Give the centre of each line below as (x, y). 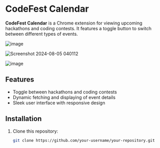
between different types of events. (42, 34)
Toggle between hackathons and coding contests (65, 92)
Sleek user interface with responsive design (59, 103)
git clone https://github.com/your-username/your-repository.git (84, 140)
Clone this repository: (35, 131)
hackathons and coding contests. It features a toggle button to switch (78, 28)
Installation (24, 119)
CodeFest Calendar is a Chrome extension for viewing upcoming (74, 23)
